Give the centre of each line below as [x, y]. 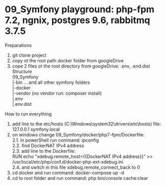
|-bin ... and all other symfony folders [51, 82]
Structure [22, 71]
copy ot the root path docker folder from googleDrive [68, 60]
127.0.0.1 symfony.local [36, 129]
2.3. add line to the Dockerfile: [44, 151]
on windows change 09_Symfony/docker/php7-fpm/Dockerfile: [78, 134]
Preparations [18, 45]
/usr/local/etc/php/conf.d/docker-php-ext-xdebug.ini [67, 161]
